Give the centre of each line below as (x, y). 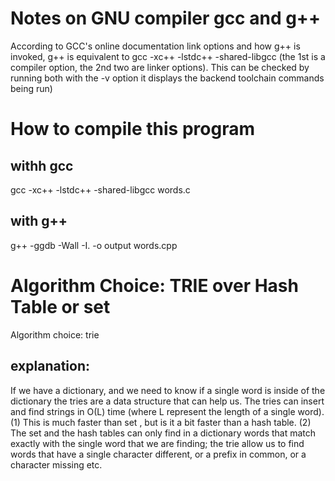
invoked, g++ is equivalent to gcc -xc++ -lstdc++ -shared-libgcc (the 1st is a (168, 56)
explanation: (50, 366)
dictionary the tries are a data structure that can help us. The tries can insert (167, 401)
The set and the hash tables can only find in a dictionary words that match (163, 433)
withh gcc (42, 165)
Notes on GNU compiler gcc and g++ (165, 18)
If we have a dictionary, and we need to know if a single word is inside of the (168, 390)
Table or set (60, 306)
